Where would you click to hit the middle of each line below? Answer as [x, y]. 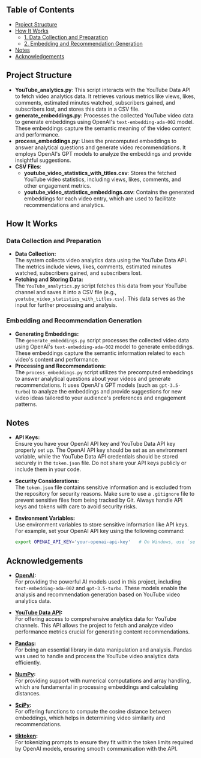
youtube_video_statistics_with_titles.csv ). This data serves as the [100, 299]
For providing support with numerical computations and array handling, [103, 681]
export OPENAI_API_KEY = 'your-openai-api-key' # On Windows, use [100, 542]
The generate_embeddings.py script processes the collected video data [102, 340]
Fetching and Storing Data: [49, 280]
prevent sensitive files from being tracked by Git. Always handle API [99, 500]
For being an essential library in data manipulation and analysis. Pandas [103, 650]
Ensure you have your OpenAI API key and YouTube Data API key [95, 444]
